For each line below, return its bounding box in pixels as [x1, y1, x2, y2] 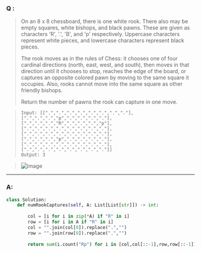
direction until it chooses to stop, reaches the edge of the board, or [20, 68, 187, 75]
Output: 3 [20, 152, 46, 158]
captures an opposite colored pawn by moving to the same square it [20, 74, 190, 82]
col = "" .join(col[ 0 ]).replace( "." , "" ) [28, 224, 127, 230]
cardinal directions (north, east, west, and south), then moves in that [20, 61, 190, 68]
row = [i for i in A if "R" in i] [28, 219, 114, 225]
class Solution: [6, 197, 47, 203]
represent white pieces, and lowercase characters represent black [20, 37, 184, 44]
